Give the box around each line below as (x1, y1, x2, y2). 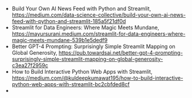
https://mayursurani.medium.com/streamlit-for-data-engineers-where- (11, 30, 186, 37)
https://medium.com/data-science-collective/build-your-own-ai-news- (11, 11, 186, 18)
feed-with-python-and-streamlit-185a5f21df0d (11, 18, 126, 24)
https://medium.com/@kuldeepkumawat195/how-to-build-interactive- (11, 74, 183, 81)
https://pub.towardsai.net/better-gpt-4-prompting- (58, 49, 183, 56)
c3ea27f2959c (11, 62, 49, 69)
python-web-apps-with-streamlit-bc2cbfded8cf (11, 81, 130, 88)
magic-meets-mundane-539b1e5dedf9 (11, 37, 108, 43)
